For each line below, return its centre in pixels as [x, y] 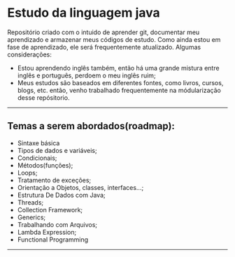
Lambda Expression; [47, 232]
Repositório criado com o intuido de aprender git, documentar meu [104, 32]
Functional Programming [53, 240]
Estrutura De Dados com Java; [62, 195]
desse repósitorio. [43, 97]
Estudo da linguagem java [84, 13]
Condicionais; [37, 158]
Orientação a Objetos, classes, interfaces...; [80, 187]
